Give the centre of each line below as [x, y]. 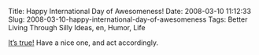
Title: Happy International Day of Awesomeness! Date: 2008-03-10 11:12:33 [130, 11]
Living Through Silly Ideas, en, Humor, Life [77, 27]
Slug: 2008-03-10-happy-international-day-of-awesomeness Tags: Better [128, 19]
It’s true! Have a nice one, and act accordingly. [83, 43]
